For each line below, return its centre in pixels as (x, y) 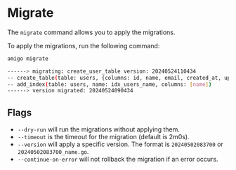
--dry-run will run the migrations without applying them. (99, 129)
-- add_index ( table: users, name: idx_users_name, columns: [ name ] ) (110, 84)
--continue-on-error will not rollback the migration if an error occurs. (118, 160)
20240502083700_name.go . (53, 152)
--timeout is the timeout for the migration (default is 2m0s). (103, 137)
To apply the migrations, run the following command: (84, 45)
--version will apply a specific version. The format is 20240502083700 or (120, 144)
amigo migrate (28, 58)
